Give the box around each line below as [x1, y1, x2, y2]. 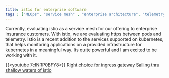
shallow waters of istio [5, 67, 52, 73]
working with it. [5, 52, 37, 58]
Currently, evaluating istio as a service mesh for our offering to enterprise [5, 25, 157, 31]
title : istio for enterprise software [5, 7, 87, 12]
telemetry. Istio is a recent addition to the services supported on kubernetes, [5, 36, 164, 42]
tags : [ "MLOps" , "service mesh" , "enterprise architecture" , [5, 12, 141, 17]
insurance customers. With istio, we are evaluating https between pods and [5, 31, 161, 37]
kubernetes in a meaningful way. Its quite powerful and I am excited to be [5, 47, 157, 53]
